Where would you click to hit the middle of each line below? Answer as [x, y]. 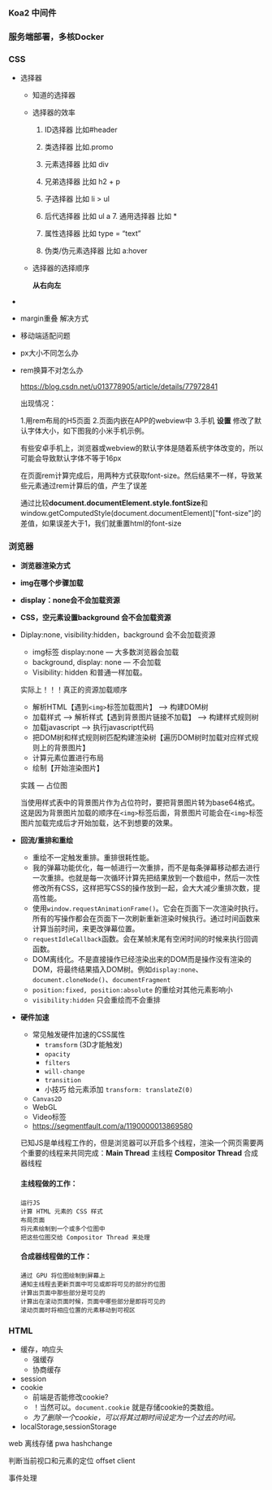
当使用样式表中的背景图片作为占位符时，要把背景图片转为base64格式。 [140, 802]
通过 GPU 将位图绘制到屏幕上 [63, 1275]
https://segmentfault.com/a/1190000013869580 [112, 1126]
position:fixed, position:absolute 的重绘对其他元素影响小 [132, 990]
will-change [65, 1072]
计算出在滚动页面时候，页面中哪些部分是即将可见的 [93, 1301]
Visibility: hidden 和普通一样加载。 [90, 672]
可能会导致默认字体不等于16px [71, 458]
